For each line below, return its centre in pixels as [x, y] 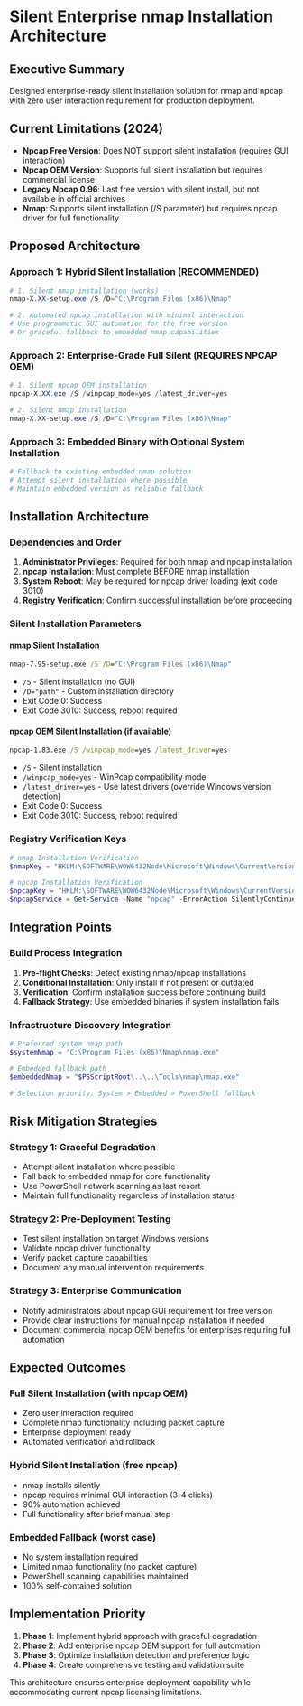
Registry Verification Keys [68, 839]
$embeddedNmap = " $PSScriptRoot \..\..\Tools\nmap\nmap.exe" [125, 1077]
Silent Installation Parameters [75, 623]
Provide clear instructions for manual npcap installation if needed [143, 1320]
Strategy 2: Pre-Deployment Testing [90, 1219]
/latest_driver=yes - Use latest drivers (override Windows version [147, 787]
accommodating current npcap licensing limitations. [106, 1692]
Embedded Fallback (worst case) [83, 1537]
